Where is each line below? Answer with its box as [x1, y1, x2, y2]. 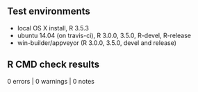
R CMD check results [7, 59, 100, 71]
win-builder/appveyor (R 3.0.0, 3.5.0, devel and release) [17, 38, 177, 47]
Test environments [7, 6, 90, 17]
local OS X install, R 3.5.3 [17, 24, 89, 32]
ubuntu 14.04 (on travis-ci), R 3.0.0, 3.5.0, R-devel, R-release [17, 31, 191, 39]
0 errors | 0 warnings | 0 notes [7, 77, 95, 85]
